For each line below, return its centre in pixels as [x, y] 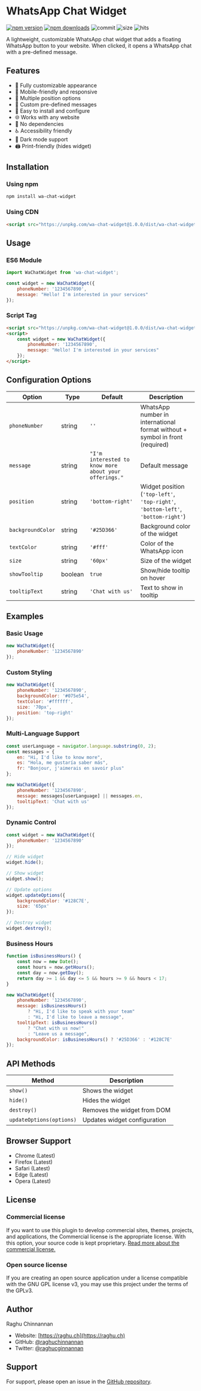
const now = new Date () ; [48, 962]
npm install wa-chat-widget [41, 197]
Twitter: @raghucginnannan [49, 1348]
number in [155, 414]
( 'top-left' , [158, 494]
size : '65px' [33, 907]
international [158, 422]
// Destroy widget [29, 923]
